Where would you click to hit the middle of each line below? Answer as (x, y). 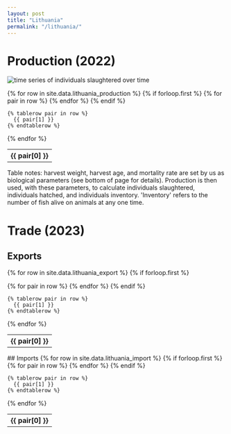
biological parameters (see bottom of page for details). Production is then (112, 181)
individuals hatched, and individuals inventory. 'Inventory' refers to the (108, 195)
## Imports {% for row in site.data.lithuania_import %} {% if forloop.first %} (115, 358)
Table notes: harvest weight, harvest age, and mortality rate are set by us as (116, 173)
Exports (25, 256)
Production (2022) (61, 61)
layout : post (26, 14)
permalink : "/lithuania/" (44, 26)
